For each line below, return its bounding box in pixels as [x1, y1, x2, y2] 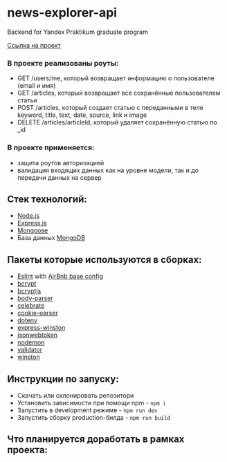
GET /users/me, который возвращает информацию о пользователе [17, 74, 215, 82]
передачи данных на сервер [17, 173, 102, 181]
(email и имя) [17, 82, 57, 90]
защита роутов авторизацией [17, 158, 105, 167]
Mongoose [17, 226, 48, 234]
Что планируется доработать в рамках [7, 434, 185, 445]
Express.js [17, 219, 47, 228]
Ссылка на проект [7, 41, 61, 49]
